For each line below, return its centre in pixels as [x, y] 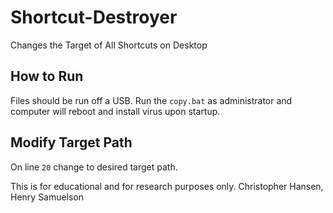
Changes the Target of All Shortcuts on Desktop [109, 45]
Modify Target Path [71, 142]
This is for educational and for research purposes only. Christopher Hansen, [167, 186]
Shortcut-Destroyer [94, 17]
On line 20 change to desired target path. [94, 167]
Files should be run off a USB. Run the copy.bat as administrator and [151, 100]
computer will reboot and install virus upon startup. [115, 111]
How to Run [47, 76]
